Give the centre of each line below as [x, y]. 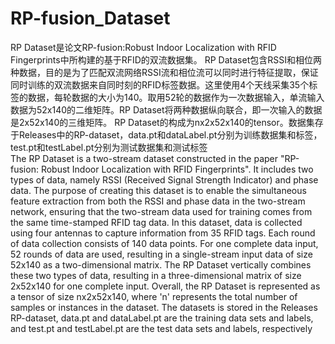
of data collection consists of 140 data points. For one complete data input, [164, 243]
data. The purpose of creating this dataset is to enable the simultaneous [158, 190]
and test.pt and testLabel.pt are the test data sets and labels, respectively [161, 328]
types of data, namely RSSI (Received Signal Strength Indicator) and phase [164, 179]
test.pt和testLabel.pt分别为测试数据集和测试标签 [109, 147]
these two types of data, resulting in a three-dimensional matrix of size [156, 275]
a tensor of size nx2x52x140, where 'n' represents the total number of [154, 296]
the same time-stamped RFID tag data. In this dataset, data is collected [156, 222]
